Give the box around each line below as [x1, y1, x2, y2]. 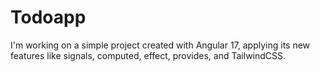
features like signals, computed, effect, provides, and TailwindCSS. [10, 49, 287, 61]
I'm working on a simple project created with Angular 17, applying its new [10, 39, 311, 51]
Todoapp [10, 6, 87, 29]
